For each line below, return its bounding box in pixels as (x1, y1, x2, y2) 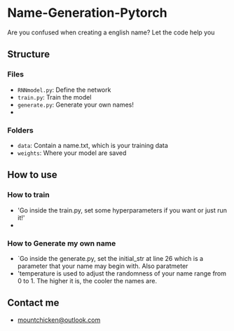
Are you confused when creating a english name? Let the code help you (7, 28, 215, 36)
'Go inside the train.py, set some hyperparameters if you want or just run (17, 205, 228, 215)
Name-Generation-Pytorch (7, 5, 167, 21)
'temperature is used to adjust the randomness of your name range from (17, 269, 226, 278)
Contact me (7, 297, 60, 309)
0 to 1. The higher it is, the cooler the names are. (17, 276, 158, 285)
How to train (7, 190, 50, 200)
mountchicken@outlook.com (17, 316, 101, 324)
